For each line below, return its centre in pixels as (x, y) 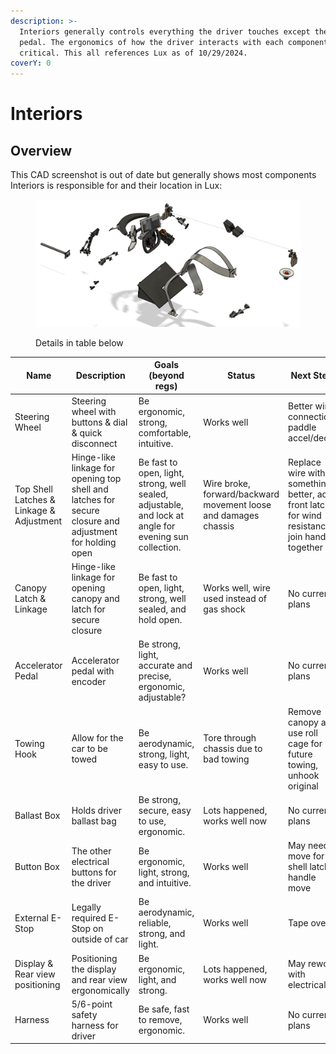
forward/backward (241, 494)
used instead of (235, 599)
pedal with (93, 671)
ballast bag (94, 821)
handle (302, 877)
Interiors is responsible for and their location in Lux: (116, 186)
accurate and (165, 666)
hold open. (160, 620)
